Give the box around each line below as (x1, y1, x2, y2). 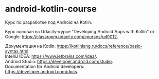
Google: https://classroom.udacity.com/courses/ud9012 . (5, 34, 118, 39)
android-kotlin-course (5, 3, 97, 14)
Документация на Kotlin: (5, 43, 56, 49)
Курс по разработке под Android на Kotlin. (5, 19, 92, 25)
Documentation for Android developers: (5, 64, 85, 69)
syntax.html (5, 48, 29, 54)
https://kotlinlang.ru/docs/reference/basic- (56, 43, 142, 49)
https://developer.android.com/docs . (5, 68, 79, 74)
